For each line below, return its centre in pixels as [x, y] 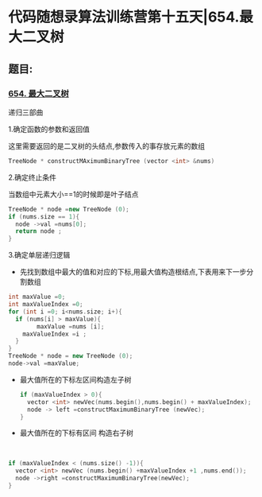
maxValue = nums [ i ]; [71, 326]
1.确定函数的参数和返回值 [49, 129]
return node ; [39, 231]
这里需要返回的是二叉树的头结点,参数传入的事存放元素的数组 [107, 146]
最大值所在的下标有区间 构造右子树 [76, 433]
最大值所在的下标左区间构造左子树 [75, 379]
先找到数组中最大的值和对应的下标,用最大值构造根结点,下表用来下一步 [133, 272]
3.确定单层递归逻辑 [39, 255]
